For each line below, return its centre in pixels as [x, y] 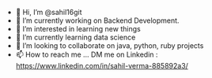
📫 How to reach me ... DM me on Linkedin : [87, 54]
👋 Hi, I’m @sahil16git [49, 12]
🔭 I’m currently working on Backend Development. [97, 20]
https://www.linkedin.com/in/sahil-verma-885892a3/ [102, 66]
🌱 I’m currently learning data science [76, 37]
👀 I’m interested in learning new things [78, 29]
